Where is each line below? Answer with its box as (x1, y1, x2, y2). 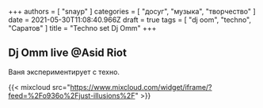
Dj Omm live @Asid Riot (8, 47, 127, 60)
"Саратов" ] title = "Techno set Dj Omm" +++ (8, 24, 157, 32)
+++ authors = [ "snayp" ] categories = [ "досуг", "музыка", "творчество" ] (8, 7, 256, 16)
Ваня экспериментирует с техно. (8, 67, 120, 76)
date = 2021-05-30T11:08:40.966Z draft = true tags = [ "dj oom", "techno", (8, 15, 252, 24)
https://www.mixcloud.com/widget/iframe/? (70, 82, 212, 91)
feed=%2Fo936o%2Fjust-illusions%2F (8, 91, 135, 100)
